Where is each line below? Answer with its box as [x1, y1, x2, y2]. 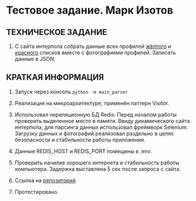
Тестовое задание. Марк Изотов [6, 4, 174, 17]
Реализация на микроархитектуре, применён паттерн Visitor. [14, 99, 169, 106]
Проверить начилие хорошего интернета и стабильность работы [14, 159, 179, 166]
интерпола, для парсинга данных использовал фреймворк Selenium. [14, 124, 188, 131]
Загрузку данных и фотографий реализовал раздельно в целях [14, 129, 174, 137]
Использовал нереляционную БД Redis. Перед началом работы [14, 111, 177, 118]
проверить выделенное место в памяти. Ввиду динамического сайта [14, 117, 190, 124]
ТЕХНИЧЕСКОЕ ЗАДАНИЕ [6, 27, 107, 37]
